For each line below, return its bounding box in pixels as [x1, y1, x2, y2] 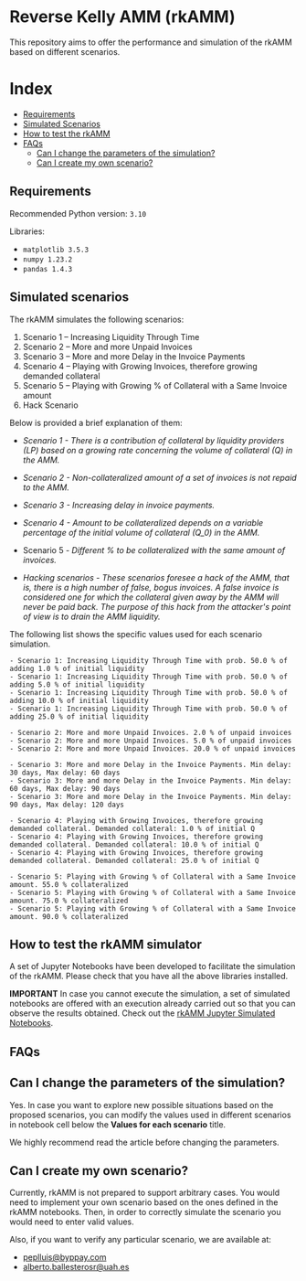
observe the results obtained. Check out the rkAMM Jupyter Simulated [9, 1008, 276, 1019]
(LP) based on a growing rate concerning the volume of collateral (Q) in [22, 444, 293, 455]
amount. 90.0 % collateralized [9, 912, 129, 921]
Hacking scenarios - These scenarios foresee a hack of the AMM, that [22, 571, 290, 582]
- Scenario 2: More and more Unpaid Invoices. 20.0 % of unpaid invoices [9, 743, 297, 753]
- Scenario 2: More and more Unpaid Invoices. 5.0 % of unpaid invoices [9, 736, 292, 745]
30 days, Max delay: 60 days [9, 768, 121, 777]
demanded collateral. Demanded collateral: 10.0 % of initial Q [9, 839, 259, 849]
